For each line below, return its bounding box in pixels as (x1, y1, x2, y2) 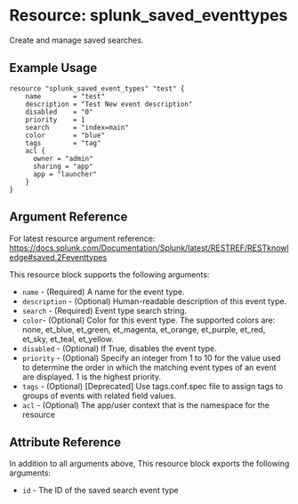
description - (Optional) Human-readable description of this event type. (21, 295, 287, 307)
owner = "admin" (32, 154, 93, 163)
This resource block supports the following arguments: (9, 268, 210, 280)
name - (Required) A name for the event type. (21, 286, 185, 297)
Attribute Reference (9, 435, 122, 450)
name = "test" (25, 92, 105, 100)
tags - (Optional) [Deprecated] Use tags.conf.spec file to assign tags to (21, 380, 283, 391)
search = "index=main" (25, 123, 129, 132)
